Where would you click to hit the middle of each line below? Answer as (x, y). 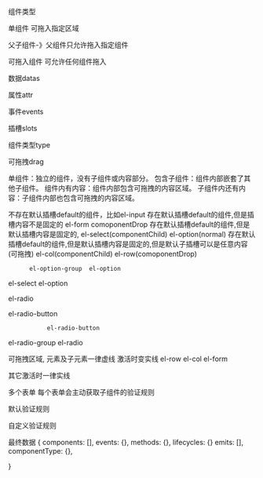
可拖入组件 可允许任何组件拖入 (57, 62)
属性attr (21, 95)
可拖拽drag (26, 162)
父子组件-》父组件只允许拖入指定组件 (68, 45)
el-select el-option (38, 283)
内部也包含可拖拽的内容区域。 (90, 198)
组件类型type (29, 145)
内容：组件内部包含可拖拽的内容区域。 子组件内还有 (155, 188)
